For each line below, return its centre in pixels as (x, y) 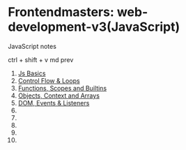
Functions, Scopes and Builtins (62, 88)
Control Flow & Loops (49, 80)
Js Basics (32, 73)
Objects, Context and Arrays (59, 96)
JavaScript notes (32, 46)
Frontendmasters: (61, 12)
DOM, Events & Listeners (54, 103)
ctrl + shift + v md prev (41, 59)
